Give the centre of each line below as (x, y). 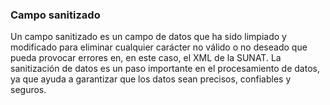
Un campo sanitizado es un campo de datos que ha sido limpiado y (148, 37)
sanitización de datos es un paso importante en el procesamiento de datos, (165, 69)
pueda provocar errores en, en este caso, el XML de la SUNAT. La (146, 58)
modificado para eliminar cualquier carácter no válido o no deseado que (159, 47)
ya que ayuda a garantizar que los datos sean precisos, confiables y (151, 79)
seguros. (28, 90)
